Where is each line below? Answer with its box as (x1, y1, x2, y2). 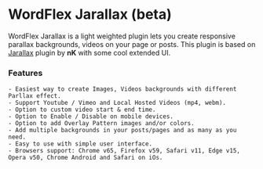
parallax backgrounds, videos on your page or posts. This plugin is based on (8, 39, 256, 49)
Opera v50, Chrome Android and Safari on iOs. (8, 154, 163, 162)
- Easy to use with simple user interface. (8, 140, 153, 148)
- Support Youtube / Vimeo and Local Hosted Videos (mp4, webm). (8, 99, 226, 107)
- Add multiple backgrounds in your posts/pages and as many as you (8, 127, 237, 135)
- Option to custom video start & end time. (8, 106, 156, 114)
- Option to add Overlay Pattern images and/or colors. (8, 120, 195, 128)
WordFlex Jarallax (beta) (8, 5, 173, 23)
